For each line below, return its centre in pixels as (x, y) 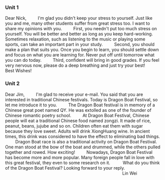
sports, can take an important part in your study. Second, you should (80, 45)
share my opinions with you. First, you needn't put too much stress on (81, 29)
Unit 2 (12, 84)
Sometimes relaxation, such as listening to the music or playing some (75, 39)
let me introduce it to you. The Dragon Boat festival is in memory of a (80, 105)
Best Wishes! (18, 71)
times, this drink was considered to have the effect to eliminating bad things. (82, 136)
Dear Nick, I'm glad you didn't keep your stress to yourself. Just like (79, 18)
